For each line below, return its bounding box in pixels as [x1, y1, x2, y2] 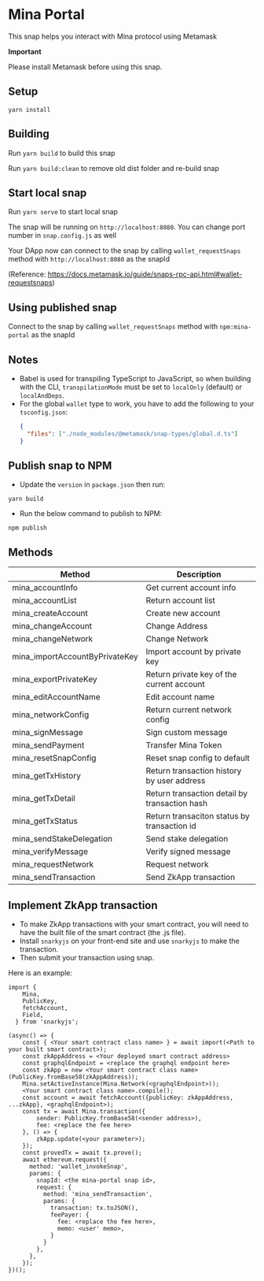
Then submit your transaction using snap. [19, 953, 155, 963]
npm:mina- [219, 323, 251, 332]
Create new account [145, 608, 221, 619]
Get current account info [145, 582, 236, 593]
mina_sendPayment [12, 740, 85, 751]
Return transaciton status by [145, 811, 250, 822]
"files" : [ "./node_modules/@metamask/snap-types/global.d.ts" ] [27, 429, 238, 438]
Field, [22, 1011, 44, 1019]
